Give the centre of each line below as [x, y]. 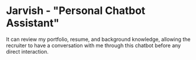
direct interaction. [27, 51]
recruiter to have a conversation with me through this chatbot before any [94, 45]
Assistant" [33, 23]
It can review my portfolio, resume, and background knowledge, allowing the [98, 39]
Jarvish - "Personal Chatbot [76, 11]
